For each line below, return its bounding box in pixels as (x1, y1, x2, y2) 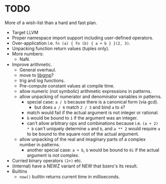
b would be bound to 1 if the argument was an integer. (26, 115, 138, 121)
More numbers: (11, 51, 44, 57)
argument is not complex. (26, 152, 79, 158)
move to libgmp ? (19, 72, 54, 78)
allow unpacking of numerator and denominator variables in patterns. (19, 94, 162, 100)
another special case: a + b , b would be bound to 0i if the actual (26, 147, 159, 153)
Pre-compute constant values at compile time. (19, 82, 115, 88)
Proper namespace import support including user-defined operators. (11, 35, 153, 41)
